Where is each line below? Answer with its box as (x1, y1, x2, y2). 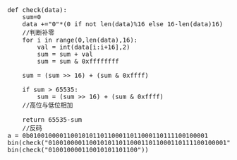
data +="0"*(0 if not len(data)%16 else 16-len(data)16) (22, 21, 224, 28)
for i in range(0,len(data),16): (22, 36, 138, 44)
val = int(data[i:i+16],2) (37, 43, 130, 51)
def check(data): (7, 6, 67, 13)
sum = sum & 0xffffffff (37, 57, 119, 65)
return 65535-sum (22, 116, 83, 123)
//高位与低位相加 (22, 101, 73, 109)
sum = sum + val (37, 50, 93, 58)
